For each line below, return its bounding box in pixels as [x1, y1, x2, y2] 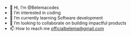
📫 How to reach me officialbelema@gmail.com [9, 26, 104, 31]
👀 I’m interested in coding [9, 10, 61, 16]
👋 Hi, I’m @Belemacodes [9, 5, 59, 10]
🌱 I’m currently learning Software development [9, 15, 103, 20]
